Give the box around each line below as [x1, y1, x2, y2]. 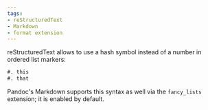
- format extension [7, 29, 63, 36]
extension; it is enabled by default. [7, 95, 104, 103]
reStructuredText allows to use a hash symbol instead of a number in [7, 48, 202, 56]
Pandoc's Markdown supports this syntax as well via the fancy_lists [7, 87, 202, 96]
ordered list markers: [7, 56, 67, 64]
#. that [7, 75, 30, 82]
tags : [7, 10, 23, 17]
